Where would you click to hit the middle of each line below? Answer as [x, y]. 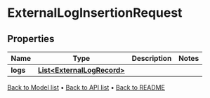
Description [152, 58]
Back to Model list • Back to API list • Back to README [86, 87]
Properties [31, 39]
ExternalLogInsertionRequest [95, 13]
